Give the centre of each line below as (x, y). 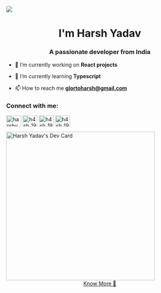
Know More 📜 (100, 283)
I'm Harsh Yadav (100, 33)
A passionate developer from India (100, 52)
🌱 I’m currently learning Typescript (58, 76)
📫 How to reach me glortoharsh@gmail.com (71, 88)
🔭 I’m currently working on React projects (66, 64)
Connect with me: (32, 106)
